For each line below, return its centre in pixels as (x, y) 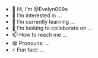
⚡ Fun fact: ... (28, 50)
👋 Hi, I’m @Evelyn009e (40, 9)
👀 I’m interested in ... (37, 15)
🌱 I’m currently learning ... (43, 22)
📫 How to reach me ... (39, 35)
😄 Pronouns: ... (31, 43)
